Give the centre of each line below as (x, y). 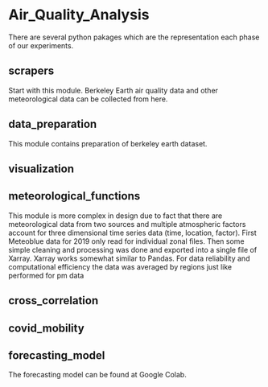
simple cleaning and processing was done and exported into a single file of (133, 249)
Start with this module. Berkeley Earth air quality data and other (113, 90)
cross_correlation (54, 301)
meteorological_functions (74, 196)
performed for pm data (46, 275)
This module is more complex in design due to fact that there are (115, 216)
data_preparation (53, 124)
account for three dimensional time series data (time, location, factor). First (132, 233)
